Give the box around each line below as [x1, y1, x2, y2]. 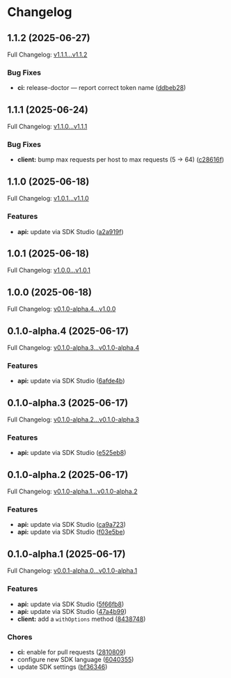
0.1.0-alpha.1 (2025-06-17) [7, 548, 126, 560]
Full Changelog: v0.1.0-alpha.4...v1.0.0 [7, 305, 116, 314]
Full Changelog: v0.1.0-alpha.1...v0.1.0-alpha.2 [7, 487, 138, 495]
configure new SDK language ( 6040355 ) [17, 655, 134, 663]
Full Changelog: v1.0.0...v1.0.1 [7, 266, 90, 275]
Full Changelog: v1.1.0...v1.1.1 [7, 123, 88, 131]
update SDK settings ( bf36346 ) [17, 663, 108, 671]
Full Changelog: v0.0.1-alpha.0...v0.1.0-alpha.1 [7, 567, 138, 575]
